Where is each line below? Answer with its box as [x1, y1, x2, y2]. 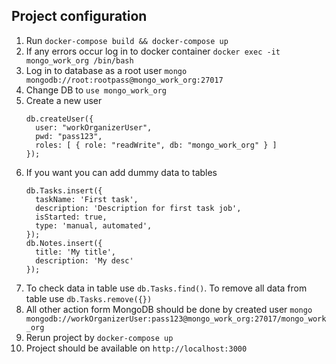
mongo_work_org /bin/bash [25, 55, 134, 66]
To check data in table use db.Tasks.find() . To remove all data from [25, 282, 308, 294]
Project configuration [11, 8, 148, 25]
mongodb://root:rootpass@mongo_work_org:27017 [25, 75, 224, 85]
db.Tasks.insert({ [25, 185, 103, 196]
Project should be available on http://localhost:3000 [25, 342, 248, 354]
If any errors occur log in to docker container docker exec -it [25, 45, 281, 57]
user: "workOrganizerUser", [35, 122, 153, 133]
